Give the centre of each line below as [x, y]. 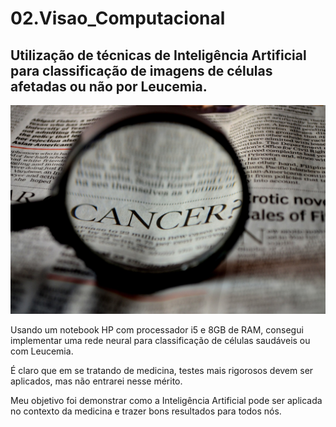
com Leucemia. [42, 351]
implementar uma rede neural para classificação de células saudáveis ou [160, 340]
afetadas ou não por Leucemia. [109, 86]
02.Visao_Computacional [118, 18]
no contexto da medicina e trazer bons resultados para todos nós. [146, 411]
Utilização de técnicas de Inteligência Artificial [158, 55]
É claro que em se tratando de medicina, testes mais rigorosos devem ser [162, 370]
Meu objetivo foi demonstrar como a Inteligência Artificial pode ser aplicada [166, 400]
